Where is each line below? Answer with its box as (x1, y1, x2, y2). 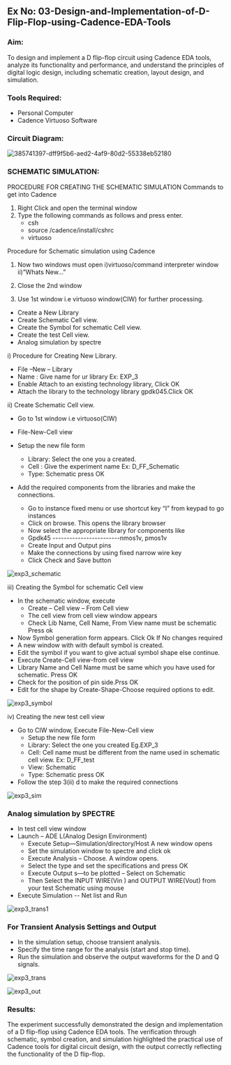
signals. (17, 960, 40, 969)
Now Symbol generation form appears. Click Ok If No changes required (17, 633, 223, 642)
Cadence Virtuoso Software (17, 116, 98, 124)
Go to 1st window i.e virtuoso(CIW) (17, 414, 117, 423)
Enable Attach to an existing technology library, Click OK (17, 379, 180, 388)
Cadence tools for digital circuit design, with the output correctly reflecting (7, 1043, 222, 1051)
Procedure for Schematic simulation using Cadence (7, 247, 156, 255)
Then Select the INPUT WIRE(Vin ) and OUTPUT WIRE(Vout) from (27, 876, 216, 884)
